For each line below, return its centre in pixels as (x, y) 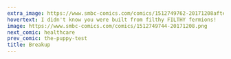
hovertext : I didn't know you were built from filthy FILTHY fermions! (112, 20)
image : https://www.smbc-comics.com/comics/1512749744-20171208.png (107, 26)
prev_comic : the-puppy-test (47, 39)
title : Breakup (29, 45)
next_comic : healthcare (41, 32)
